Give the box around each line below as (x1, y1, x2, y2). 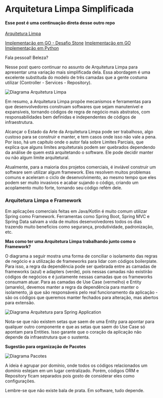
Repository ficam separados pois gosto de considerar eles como (5, 373, 135, 378)
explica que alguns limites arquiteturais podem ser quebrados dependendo (5, 144, 156, 150)
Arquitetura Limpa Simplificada (5, 3, 134, 15)
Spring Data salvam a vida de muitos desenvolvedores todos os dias (5, 219, 142, 224)
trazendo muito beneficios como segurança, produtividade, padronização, (5, 223, 154, 230)
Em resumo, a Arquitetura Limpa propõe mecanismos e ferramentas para (5, 99, 151, 104)
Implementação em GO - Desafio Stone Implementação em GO (5, 40, 131, 46)
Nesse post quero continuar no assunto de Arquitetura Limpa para (5, 64, 138, 70)
